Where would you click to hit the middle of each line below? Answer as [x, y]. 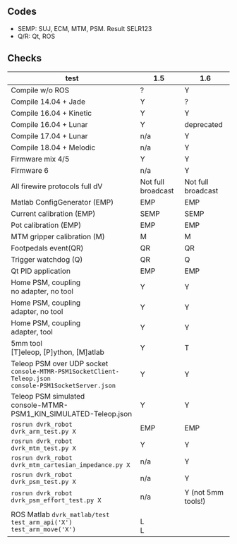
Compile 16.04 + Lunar [49, 124]
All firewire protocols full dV [57, 186]
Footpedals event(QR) [47, 248]
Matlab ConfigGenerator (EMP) [62, 202]
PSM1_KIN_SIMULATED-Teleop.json [72, 413]
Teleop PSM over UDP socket [60, 363]
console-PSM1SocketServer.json [63, 385]
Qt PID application [41, 271]
